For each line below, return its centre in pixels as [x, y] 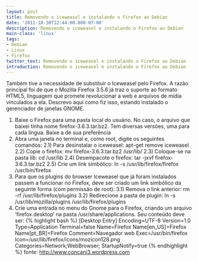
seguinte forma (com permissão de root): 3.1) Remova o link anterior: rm [102, 189]
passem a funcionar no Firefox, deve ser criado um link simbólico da [98, 183]
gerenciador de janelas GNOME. [45, 109]
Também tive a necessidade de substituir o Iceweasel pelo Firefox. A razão [97, 83]
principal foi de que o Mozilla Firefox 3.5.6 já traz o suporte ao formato [92, 90]
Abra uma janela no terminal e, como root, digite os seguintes [89, 139]
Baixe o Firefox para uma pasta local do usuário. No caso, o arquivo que [102, 120]
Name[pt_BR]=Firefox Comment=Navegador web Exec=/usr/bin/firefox [101, 233]
